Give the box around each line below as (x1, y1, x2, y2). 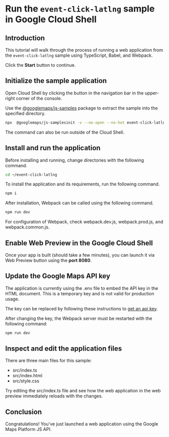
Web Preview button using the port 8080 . (5, 257, 92, 263)
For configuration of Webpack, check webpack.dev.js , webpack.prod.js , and (5, 219, 163, 225)
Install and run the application (5, 144, 101, 152)
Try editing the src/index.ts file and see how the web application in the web (5, 388, 161, 394)
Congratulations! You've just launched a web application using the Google (5, 421, 158, 427)
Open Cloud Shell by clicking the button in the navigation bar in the (5, 90, 144, 96)
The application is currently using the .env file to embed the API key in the (5, 285, 158, 291)
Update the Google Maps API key (5, 272, 111, 280)
